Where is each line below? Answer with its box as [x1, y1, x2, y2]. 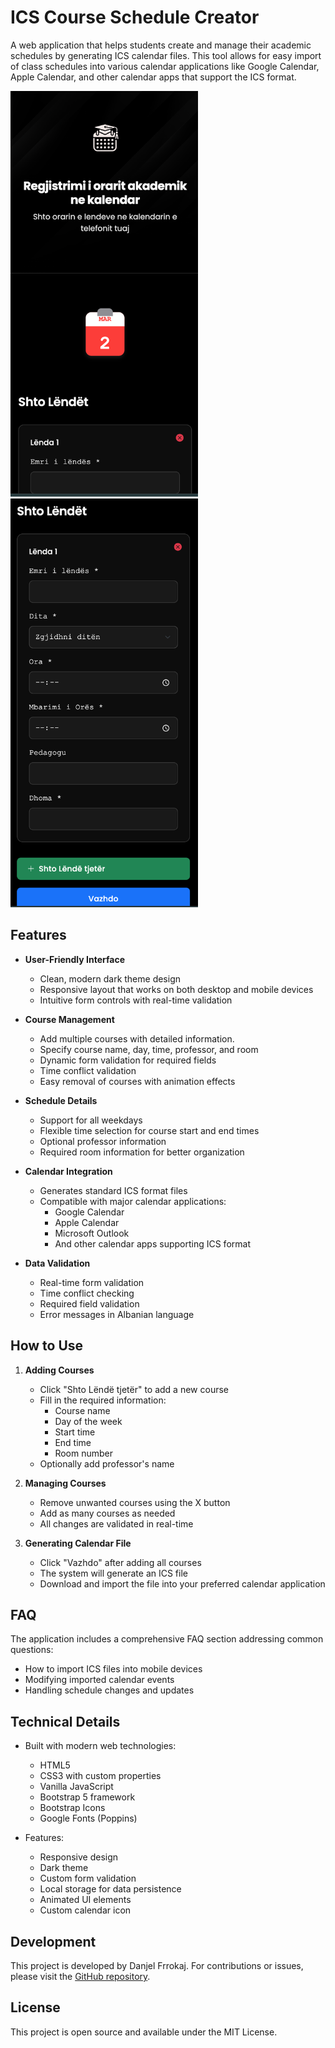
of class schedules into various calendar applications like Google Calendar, [10, 60, 320, 72]
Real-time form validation [39, 1276, 145, 1288]
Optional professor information [39, 1135, 167, 1147]
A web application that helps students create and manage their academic [10, 39, 312, 51]
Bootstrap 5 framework [39, 1791, 136, 1803]
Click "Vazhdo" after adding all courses [39, 1556, 202, 1568]
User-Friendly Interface [24, 953, 125, 965]
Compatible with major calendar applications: [39, 1195, 227, 1207]
